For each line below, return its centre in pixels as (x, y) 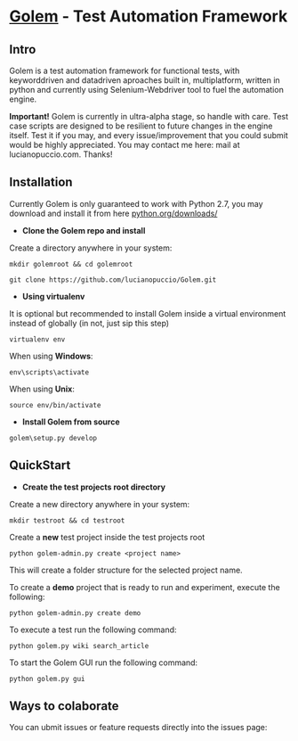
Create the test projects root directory (94, 487)
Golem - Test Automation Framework (149, 16)
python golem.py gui (48, 679)
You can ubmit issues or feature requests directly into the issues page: (138, 728)
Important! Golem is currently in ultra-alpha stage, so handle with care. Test (149, 116)
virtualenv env (37, 339)
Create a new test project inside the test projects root (107, 537)
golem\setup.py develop (53, 438)
